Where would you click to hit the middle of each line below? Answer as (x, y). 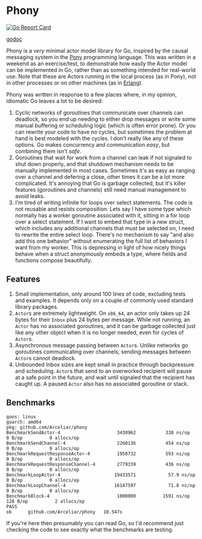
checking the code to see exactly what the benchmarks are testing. (90, 529)
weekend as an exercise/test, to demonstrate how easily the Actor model (97, 63)
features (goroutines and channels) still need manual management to (100, 189)
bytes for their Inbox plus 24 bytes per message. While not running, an (103, 319)
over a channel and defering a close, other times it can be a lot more (100, 176)
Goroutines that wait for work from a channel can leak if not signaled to (103, 157)
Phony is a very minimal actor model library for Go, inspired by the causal (97, 50)
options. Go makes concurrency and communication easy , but (92, 144)
